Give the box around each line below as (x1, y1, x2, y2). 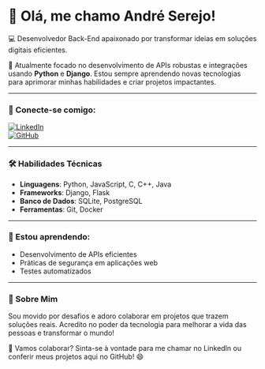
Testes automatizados (19, 266, 92, 276)
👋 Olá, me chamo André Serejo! (8, 7, 216, 25)
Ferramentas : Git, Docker (19, 205, 104, 214)
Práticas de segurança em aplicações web (19, 258, 158, 267)
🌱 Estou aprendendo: (8, 232, 91, 243)
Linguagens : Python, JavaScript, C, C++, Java (19, 179, 172, 189)
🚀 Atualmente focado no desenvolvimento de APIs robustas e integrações (8, 60, 248, 70)
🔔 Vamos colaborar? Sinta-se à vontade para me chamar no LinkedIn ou (8, 344, 242, 353)
